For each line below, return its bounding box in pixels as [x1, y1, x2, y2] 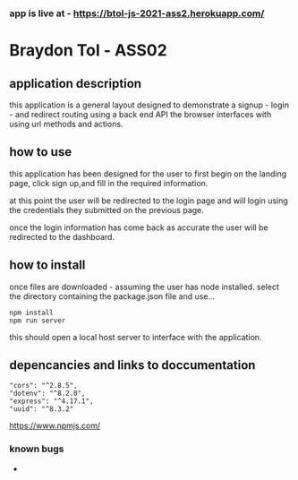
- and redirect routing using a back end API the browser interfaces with [9, 108, 272, 119]
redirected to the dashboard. [9, 231, 115, 242]
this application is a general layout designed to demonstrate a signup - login [9, 99, 289, 110]
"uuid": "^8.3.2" [9, 405, 74, 414]
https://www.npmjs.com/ [9, 420, 101, 432]
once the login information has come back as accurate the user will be [9, 222, 268, 233]
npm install [9, 308, 54, 317]
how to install [9, 258, 86, 273]
